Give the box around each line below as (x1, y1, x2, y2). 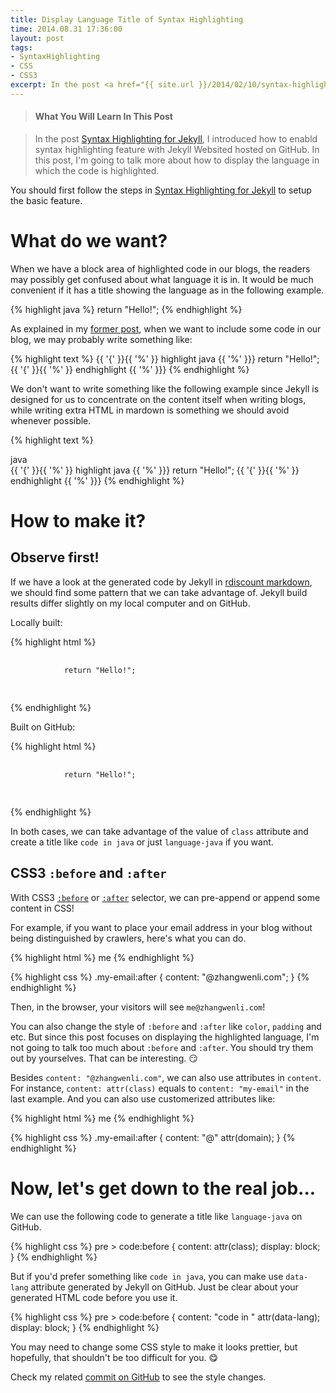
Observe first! (10, 549, 100, 566)
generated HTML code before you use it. (10, 1291, 178, 1303)
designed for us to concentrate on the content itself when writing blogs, (10, 393, 307, 405)
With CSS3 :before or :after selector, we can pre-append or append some (10, 891, 321, 903)
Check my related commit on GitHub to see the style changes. (10, 1371, 267, 1383)
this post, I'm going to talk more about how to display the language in (34, 154, 320, 166)
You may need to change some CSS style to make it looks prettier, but (10, 1341, 298, 1353)
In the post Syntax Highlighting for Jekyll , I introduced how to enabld (34, 132, 318, 145)
